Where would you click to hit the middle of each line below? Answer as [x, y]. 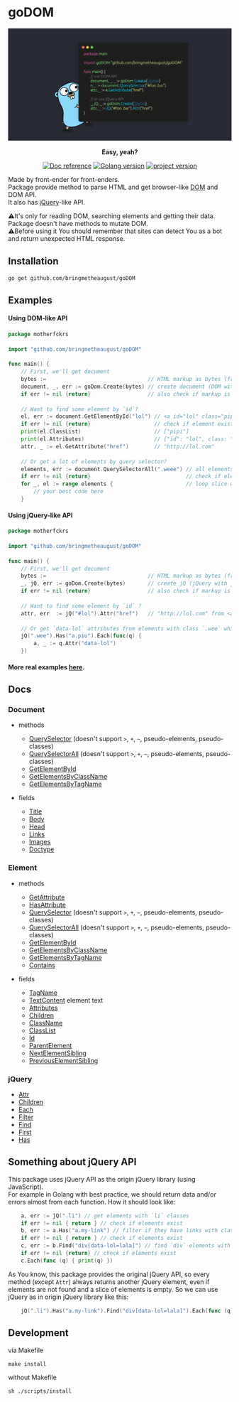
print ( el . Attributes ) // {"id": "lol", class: [124, 439]
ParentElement [50, 1045]
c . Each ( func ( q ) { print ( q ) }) [67, 1261]
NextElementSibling [58, 1053]
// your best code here [68, 492]
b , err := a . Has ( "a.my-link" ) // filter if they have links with [119, 1231]
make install [27, 1364]
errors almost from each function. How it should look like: [92, 1202]
